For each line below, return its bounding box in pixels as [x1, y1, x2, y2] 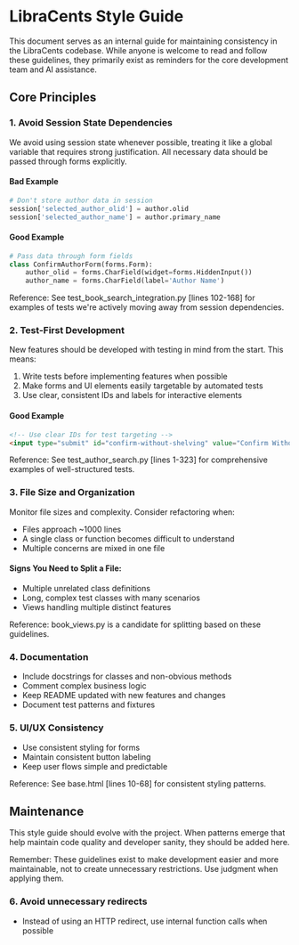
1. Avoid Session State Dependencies [9, 117, 174, 129]
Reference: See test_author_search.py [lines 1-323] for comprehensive [9, 454, 269, 465]
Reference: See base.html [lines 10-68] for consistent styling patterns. [9, 778, 267, 789]
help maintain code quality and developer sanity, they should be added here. [9, 837, 290, 848]
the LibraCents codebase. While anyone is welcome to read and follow [9, 45, 268, 55]
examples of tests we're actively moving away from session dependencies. [9, 302, 285, 313]
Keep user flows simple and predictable [21, 761, 168, 771]
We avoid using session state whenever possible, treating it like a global [9, 136, 273, 148]
